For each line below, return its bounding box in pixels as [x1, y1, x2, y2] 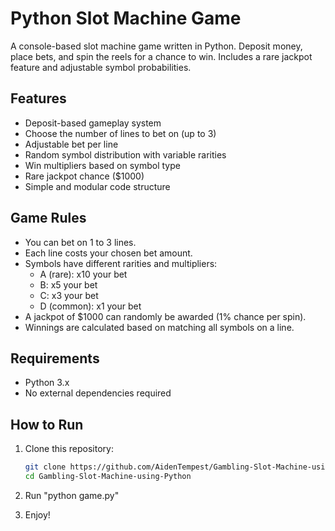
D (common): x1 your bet [39, 300, 142, 312]
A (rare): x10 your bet [39, 268, 128, 280]
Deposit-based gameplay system [24, 117, 162, 129]
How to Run [10, 416, 84, 433]
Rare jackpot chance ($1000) [24, 170, 145, 182]
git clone [24, 462, 67, 472]
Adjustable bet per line [24, 138, 119, 150]
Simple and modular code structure [24, 180, 171, 192]
